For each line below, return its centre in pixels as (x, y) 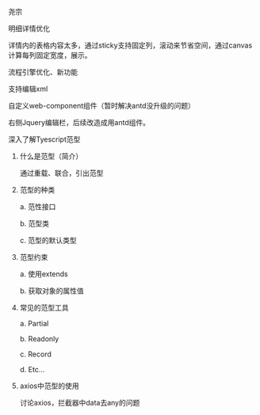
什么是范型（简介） (51, 156)
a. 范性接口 (38, 207)
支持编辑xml (28, 89)
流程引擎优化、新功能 (43, 72)
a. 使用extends (44, 274)
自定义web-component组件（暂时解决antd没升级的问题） (102, 106)
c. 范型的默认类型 (48, 240)
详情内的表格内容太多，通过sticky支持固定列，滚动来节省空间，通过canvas (130, 45)
